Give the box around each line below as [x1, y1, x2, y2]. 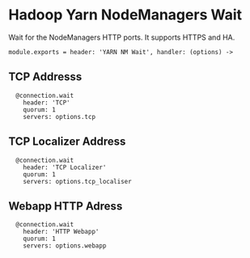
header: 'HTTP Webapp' [23, 228, 100, 236]
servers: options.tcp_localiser [23, 177, 132, 185]
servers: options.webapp [23, 242, 107, 250]
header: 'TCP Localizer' [23, 163, 107, 171]
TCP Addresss [8, 70, 83, 84]
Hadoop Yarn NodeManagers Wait [8, 6, 243, 24]
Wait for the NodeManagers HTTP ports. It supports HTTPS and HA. [8, 32, 235, 42]
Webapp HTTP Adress [8, 199, 123, 213]
